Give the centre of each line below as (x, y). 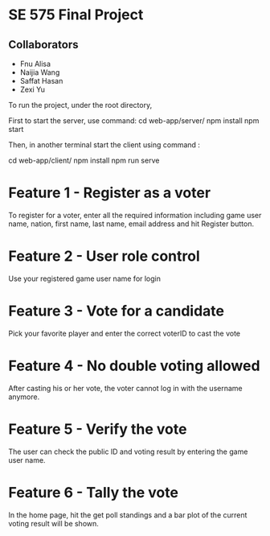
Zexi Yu (33, 89)
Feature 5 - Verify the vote (98, 429)
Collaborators (43, 45)
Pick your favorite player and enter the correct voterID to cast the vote (125, 333)
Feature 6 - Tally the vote (94, 492)
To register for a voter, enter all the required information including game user (135, 215)
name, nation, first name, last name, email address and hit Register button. (131, 224)
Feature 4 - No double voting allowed (134, 366)
